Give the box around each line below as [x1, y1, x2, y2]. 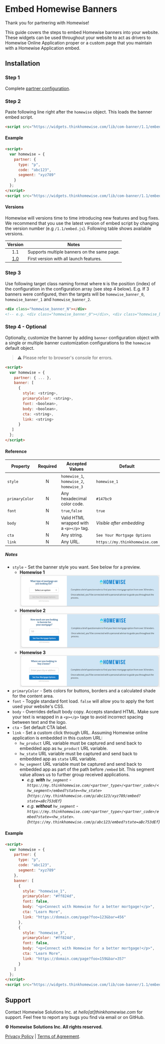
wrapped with [61, 520, 89, 526]
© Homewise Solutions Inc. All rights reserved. [5, 1024, 103, 1030]
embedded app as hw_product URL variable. [19, 746, 108, 751]
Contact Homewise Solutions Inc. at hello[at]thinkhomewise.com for [5, 1009, 143, 1015]
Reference [5, 448, 27, 454]
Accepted [66, 460, 87, 467]
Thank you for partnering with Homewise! [5, 20, 89, 26]
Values [69, 466, 84, 472]
